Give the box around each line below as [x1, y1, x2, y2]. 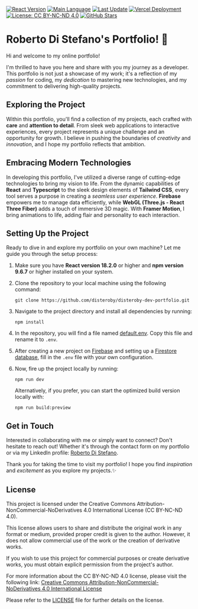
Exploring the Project [6, 100, 86, 110]
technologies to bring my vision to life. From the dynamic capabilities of [6, 180, 180, 187]
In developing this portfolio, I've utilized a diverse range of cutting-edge [6, 174, 181, 181]
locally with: [14, 393, 44, 400]
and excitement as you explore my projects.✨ [6, 467, 116, 474]
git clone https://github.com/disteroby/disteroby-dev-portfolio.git [14, 297, 190, 303]
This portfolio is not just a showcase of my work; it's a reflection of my [6, 70, 177, 77]
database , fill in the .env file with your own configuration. [14, 354, 154, 361]
